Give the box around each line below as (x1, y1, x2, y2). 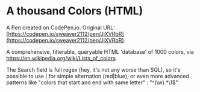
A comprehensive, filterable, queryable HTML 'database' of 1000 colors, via (6, 48, 194, 55)
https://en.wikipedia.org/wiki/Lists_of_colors (6, 54, 116, 62)
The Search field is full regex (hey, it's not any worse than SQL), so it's (6, 66, 181, 73)
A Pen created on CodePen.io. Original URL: (6, 24, 116, 31)
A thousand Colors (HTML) (6, 4, 143, 18)
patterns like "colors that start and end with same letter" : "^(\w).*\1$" (6, 79, 179, 86)
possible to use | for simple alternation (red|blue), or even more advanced (6, 72, 190, 79)
